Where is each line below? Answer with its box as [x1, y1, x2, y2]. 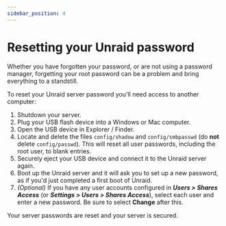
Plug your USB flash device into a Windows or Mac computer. [16, 118, 191, 126]
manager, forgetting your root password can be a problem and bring [7, 69, 199, 77]
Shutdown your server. [16, 110, 81, 118]
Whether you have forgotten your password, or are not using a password [7, 62, 212, 71]
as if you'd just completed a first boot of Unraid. [16, 176, 153, 184]
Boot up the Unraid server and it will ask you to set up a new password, [16, 168, 218, 177]
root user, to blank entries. [16, 147, 92, 155]
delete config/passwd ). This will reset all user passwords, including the [16, 140, 216, 148]
